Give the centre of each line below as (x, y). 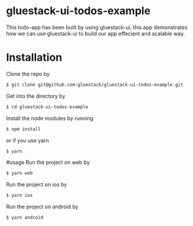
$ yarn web (19, 173)
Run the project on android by (42, 207)
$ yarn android (25, 218)
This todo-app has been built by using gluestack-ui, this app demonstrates (97, 27)
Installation (34, 58)
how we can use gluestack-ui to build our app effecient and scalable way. (96, 33)
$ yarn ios (19, 196)
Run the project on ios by (37, 185)
